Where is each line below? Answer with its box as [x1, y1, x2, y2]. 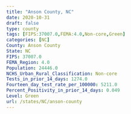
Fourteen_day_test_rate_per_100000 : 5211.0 [6, 82, 118, 88]
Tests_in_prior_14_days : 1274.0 [6, 76, 88, 82]
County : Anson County [6, 43, 61, 49]
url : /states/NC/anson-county [6, 98, 83, 104]
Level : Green [6, 93, 39, 99]
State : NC [6, 48, 31, 54]
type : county [6, 25, 39, 32]
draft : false [6, 20, 39, 26]
